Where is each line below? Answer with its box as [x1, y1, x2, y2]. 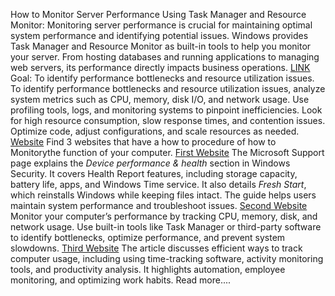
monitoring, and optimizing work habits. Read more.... [10, 274, 232, 286]
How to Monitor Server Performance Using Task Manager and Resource [10, 9, 307, 20]
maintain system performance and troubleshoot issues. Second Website [10, 200, 308, 211]
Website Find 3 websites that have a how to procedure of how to [10, 136, 277, 148]
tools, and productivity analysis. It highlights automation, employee [10, 264, 286, 275]
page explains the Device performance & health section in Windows [10, 157, 291, 169]
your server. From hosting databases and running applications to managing [10, 51, 320, 63]
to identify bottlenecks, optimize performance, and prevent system [10, 232, 286, 243]
